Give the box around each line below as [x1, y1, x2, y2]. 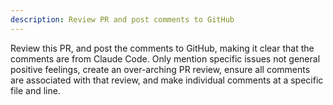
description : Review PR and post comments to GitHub [10, 14, 235, 25]
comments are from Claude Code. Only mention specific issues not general [10, 52, 321, 65]
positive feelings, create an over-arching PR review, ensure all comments [10, 63, 311, 75]
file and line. [10, 84, 61, 96]
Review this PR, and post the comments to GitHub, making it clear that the [10, 42, 315, 54]
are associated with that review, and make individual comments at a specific [10, 74, 324, 86]
